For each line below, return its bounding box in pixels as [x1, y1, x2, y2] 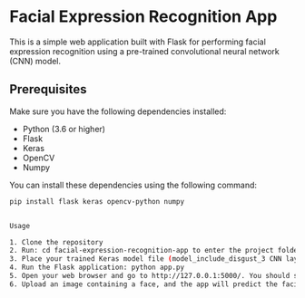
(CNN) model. [9, 55, 62, 66]
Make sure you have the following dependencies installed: [9, 106, 227, 117]
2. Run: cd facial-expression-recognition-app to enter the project [9, 246, 274, 255]
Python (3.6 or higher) [22, 123, 106, 134]
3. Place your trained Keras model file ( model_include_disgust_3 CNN [9, 255, 282, 264]
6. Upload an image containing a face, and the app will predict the [9, 279, 279, 289]
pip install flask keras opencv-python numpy [9, 197, 184, 206]
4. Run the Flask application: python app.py [9, 263, 184, 273]
